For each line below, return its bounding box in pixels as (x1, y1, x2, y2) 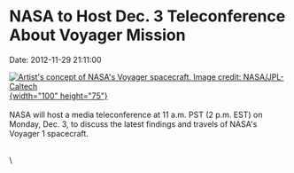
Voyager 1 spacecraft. (9, 128, 89, 138)
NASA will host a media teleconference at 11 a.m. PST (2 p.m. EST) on (9, 109, 263, 120)
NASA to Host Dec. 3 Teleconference (9, 6, 286, 27)
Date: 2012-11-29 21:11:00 (9, 54, 102, 65)
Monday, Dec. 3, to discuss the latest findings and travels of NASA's (9, 118, 258, 130)
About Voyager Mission (9, 25, 186, 45)
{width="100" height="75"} (9, 90, 108, 101)
